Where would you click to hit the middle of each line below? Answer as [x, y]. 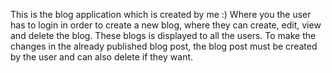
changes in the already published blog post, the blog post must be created [164, 46]
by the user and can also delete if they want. [102, 57]
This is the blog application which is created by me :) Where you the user [161, 14]
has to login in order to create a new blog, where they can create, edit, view [166, 25]
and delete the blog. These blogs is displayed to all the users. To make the [163, 35]
